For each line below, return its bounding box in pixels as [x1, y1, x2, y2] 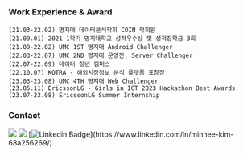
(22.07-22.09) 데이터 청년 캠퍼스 [8, 60, 111, 68]
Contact [8, 110, 41, 121]
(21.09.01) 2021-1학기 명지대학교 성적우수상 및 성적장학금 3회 [8, 35, 196, 43]
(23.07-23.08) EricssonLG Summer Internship [8, 92, 160, 100]
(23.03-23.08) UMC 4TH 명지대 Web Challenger [8, 77, 159, 86]
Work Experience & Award [8, 6, 113, 18]
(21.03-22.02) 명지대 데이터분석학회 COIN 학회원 [8, 27, 156, 35]
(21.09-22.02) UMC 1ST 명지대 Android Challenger [8, 43, 173, 51]
